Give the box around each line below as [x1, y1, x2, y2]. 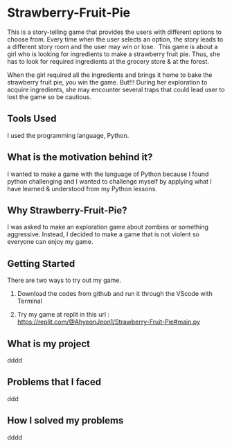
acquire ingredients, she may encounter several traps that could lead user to [7, 85, 225, 94]
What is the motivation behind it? [7, 151, 153, 164]
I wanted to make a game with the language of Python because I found [7, 170, 209, 178]
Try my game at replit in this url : [17, 310, 109, 319]
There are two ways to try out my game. [7, 276, 121, 285]
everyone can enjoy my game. [7, 238, 93, 246]
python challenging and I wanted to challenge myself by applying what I [7, 177, 213, 185]
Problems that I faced [7, 376, 102, 388]
